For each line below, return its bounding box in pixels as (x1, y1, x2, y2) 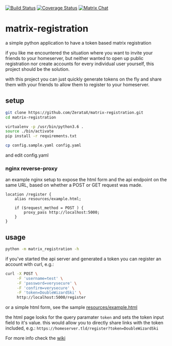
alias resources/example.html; (14, 197, 82, 202)
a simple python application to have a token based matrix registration (5, 40, 151, 46)
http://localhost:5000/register (16, 295, 86, 300)
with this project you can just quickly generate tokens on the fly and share (5, 76, 162, 82)
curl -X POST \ (5, 271, 38, 276)
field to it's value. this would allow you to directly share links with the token (5, 320, 163, 326)
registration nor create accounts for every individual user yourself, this (5, 61, 154, 67)
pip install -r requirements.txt (5, 133, 77, 139)
